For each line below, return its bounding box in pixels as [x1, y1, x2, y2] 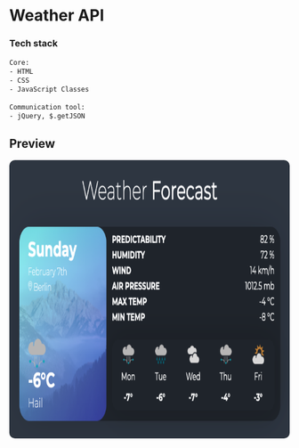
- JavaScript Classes [9, 86, 90, 94]
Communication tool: [9, 103, 86, 112]
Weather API [9, 5, 105, 26]
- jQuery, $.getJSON [9, 112, 86, 121]
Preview [9, 135, 56, 151]
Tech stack [9, 37, 58, 50]
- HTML [9, 68, 34, 77]
